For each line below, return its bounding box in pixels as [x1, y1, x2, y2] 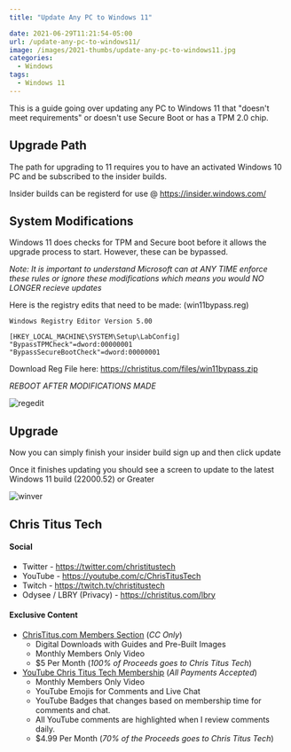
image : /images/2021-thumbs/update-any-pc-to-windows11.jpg [9, 45, 237, 54]
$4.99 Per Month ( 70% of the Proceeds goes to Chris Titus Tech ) [35, 732, 274, 743]
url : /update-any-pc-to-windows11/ [9, 37, 141, 46]
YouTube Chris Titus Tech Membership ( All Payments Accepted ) [21, 667, 257, 678]
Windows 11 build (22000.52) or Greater [9, 474, 155, 484]
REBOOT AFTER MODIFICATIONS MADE [9, 380, 157, 391]
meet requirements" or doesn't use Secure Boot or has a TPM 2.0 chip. [9, 112, 269, 122]
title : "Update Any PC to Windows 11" [9, 12, 153, 22]
